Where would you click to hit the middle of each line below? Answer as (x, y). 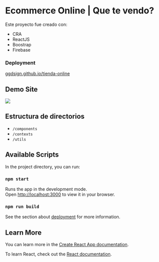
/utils (19, 139)
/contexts (23, 134)
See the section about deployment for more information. (63, 217)
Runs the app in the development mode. (46, 189)
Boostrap (22, 44)
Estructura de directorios (45, 117)
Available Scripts (32, 155)
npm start (17, 179)
